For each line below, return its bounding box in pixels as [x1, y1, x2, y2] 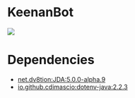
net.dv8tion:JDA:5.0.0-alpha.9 [17, 75, 106, 83]
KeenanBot [7, 4, 74, 20]
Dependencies [7, 52, 95, 68]
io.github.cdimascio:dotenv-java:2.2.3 [17, 82, 129, 91]
